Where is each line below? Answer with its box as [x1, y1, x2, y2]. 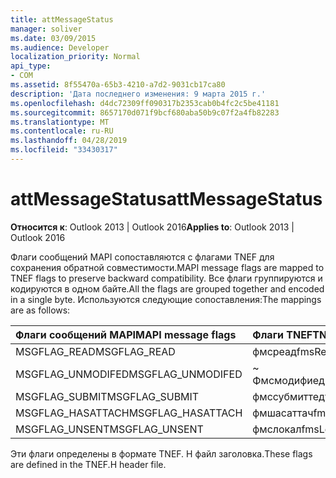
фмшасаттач [252, 406, 314, 420]
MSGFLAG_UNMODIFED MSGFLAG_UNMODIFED [15, 367, 243, 381]
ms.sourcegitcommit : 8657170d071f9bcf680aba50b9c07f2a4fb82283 [10, 107, 280, 118]
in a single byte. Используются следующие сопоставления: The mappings [10, 293, 322, 305]
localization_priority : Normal [10, 52, 141, 62]
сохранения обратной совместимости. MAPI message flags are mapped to [10, 261, 325, 273]
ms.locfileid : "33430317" [10, 145, 118, 155]
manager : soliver [10, 24, 83, 34]
